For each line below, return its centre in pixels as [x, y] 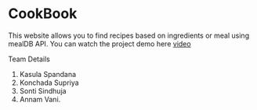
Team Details [29, 59]
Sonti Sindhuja [43, 90]
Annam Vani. [40, 99]
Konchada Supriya [49, 82]
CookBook [43, 14]
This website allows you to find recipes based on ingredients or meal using [128, 35]
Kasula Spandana [48, 74]
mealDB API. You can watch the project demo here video [100, 43]
